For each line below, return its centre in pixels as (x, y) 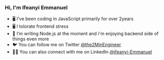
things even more (30, 39)
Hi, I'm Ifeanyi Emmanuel (36, 8)
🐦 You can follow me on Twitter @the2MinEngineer (66, 45)
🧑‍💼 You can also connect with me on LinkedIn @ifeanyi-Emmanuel (82, 52)
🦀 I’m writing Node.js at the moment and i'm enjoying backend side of (85, 34)
